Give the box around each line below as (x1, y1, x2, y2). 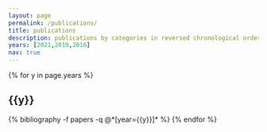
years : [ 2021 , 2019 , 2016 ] (8, 41, 91, 49)
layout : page (8, 11, 52, 20)
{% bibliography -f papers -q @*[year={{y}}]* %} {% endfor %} (8, 115, 218, 124)
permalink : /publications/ (8, 19, 98, 27)
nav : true (8, 49, 41, 56)
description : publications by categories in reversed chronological (8, 33, 240, 42)
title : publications (8, 26, 77, 34)
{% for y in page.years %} (8, 71, 94, 80)
